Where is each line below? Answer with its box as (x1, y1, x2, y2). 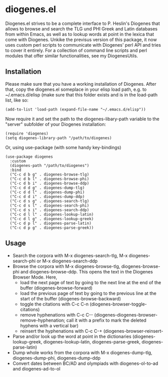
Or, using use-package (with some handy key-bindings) (5, 144, 121, 150)
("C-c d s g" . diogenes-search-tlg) (10, 198, 90, 203)
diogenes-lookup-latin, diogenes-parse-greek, (43, 338, 141, 345)
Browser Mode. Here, (12, 274, 57, 280)
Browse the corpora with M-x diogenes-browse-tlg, (12, 263, 120, 269)
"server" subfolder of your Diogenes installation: (5, 121, 106, 127)
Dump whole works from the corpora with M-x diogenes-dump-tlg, (12, 349, 153, 356)
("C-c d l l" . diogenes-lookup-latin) (10, 212, 94, 217)
